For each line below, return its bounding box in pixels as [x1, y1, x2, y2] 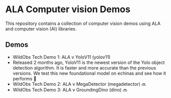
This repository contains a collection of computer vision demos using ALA [5, 20, 161, 26]
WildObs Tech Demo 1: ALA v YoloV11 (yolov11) [12, 54, 111, 60]
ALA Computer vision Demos [5, 4, 131, 15]
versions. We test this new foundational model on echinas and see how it [12, 70, 166, 76]
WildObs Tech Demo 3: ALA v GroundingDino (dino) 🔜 [12, 86, 128, 92]
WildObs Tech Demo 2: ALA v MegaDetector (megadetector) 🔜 [12, 81, 146, 87]
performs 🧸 [12, 75, 37, 82]
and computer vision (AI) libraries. [5, 25, 77, 31]
